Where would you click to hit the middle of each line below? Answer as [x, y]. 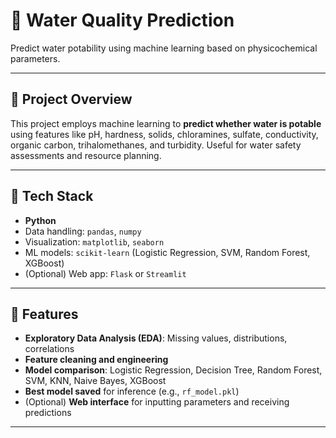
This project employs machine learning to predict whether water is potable [166, 123]
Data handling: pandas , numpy [83, 231]
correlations [49, 349]
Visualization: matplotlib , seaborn [94, 241]
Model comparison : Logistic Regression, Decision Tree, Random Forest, [173, 370]
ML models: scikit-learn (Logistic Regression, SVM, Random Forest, [167, 252]
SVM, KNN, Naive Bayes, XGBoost [95, 381]
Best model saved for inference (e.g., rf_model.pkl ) [132, 391]
